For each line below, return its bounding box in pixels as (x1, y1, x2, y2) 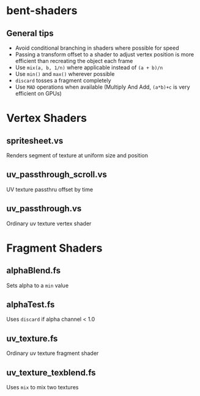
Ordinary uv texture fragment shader (6, 349, 99, 357)
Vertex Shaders (6, 111, 87, 125)
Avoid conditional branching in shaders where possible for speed (15, 44, 179, 51)
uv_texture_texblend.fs (6, 367, 96, 378)
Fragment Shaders (6, 241, 103, 255)
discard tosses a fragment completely (15, 77, 111, 84)
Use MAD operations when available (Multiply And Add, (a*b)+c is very (15, 83, 191, 91)
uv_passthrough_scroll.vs (6, 170, 107, 180)
